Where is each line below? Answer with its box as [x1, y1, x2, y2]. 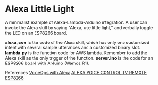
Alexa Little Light [5, 3, 74, 15]
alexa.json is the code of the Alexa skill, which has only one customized [5, 39, 150, 45]
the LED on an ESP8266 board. [5, 30, 67, 36]
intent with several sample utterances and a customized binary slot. [5, 44, 140, 50]
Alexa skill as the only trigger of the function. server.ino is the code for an [5, 55, 153, 61]
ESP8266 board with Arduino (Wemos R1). [5, 60, 89, 66]
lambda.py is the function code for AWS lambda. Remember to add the [5, 50, 147, 56]
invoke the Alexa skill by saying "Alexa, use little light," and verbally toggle [5, 24, 153, 30]
